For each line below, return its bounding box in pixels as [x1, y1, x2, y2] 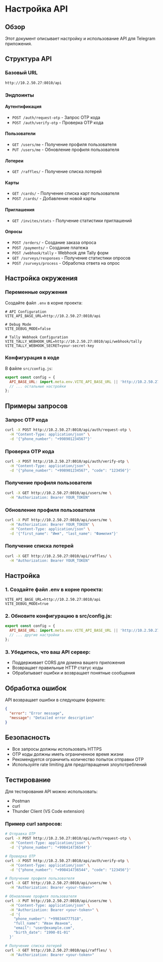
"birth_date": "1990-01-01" [14, 930, 70, 935]
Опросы [5, 229, 23, 235]
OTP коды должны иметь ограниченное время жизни [12, 751, 124, 757]
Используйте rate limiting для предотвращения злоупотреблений [12, 761, 147, 768]
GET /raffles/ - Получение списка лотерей [12, 169, 102, 174]
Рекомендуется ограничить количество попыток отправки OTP [12, 757, 144, 762]
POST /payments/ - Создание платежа [12, 244, 88, 251]
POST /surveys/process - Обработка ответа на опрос [12, 260, 120, 266]
